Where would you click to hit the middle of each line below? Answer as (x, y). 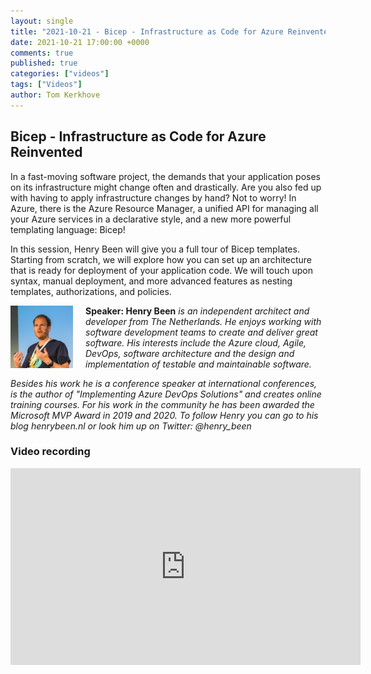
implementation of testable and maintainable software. (198, 364)
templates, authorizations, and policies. (91, 291)
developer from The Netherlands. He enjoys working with (203, 321)
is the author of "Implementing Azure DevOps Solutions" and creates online (166, 394)
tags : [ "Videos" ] (46, 85)
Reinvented (46, 152)
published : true (44, 63)
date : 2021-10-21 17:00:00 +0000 (80, 42)
